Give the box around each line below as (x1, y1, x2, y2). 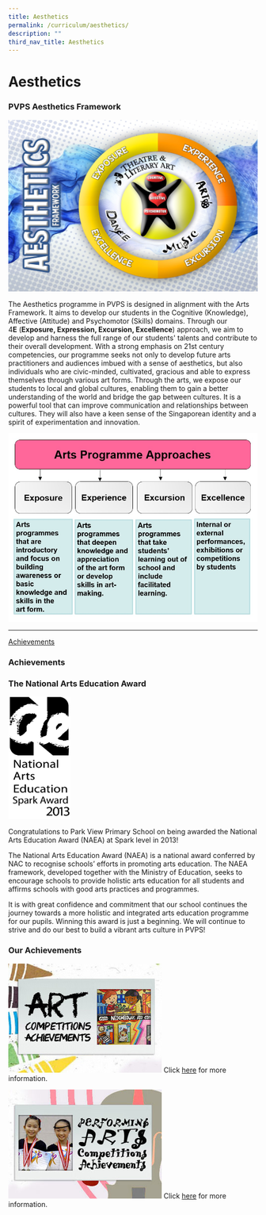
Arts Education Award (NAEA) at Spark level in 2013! (8, 835, 179, 845)
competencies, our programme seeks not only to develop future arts (8, 350, 231, 359)
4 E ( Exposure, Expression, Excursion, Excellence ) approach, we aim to (8, 324, 244, 334)
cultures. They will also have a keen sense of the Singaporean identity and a (8, 408, 256, 418)
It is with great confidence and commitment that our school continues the (8, 900, 248, 910)
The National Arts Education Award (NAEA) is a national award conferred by (8, 851, 256, 860)
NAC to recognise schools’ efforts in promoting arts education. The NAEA (8, 859, 248, 868)
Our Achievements (8, 945, 82, 956)
